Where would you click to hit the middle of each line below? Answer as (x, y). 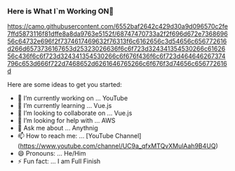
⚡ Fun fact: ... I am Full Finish (59, 161)
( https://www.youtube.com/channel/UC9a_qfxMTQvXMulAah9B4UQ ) (118, 146)
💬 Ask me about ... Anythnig (58, 128)
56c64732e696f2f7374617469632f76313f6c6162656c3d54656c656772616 (117, 41)
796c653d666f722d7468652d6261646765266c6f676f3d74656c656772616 (117, 64)
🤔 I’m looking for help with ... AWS (66, 121)
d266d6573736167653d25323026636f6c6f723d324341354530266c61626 (116, 49)
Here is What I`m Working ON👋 (61, 11)
